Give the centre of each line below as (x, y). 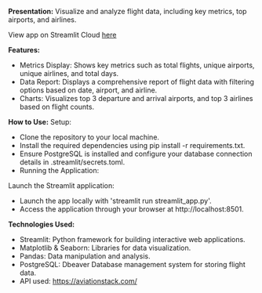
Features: (24, 50)
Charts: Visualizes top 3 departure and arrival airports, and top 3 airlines (136, 98)
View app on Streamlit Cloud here (62, 35)
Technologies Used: (42, 224)
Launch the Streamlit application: (62, 186)
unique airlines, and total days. (69, 73)
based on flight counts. (57, 107)
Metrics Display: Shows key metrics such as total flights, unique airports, (137, 65)
